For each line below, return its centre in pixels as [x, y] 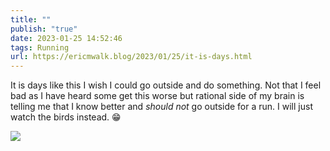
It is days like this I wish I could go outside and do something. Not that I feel [166, 85]
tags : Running [40, 47]
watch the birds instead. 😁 [66, 117]
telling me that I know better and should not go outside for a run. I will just [161, 107]
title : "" [31, 19]
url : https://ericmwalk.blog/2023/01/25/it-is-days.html [131, 57]
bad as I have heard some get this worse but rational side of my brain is [157, 96]
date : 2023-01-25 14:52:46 [66, 38]
